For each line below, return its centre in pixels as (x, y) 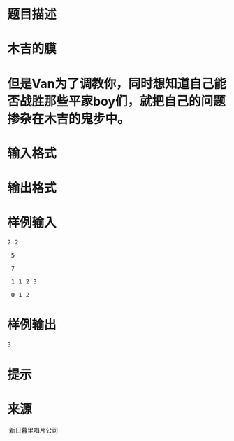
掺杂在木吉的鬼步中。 (69, 119)
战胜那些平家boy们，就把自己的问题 (123, 101)
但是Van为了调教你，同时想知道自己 (111, 84)
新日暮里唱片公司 (33, 430)
